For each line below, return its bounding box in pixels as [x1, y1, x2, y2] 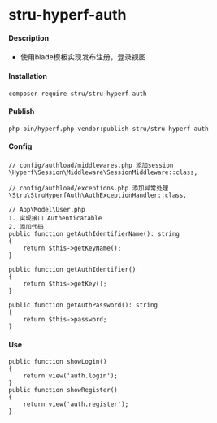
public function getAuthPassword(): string [8, 301, 158, 309]
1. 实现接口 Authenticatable [8, 214, 102, 222]
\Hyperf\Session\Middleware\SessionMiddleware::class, [8, 168, 198, 177]
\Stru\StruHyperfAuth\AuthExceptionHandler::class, [8, 191, 187, 199]
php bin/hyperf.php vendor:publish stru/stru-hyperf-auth [8, 124, 209, 133]
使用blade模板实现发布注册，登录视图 [20, 52, 146, 62]
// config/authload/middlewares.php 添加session [8, 161, 174, 169]
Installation [8, 71, 47, 81]
